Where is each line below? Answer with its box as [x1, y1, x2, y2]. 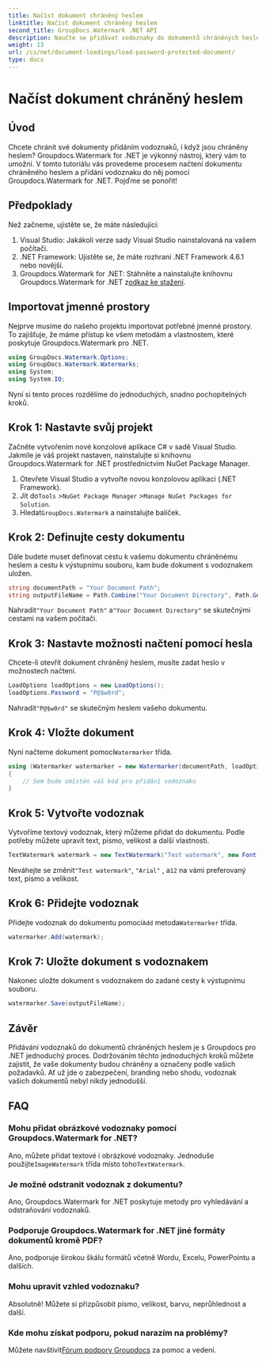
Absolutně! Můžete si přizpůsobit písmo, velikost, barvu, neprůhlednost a [8, 1299, 247, 1308]
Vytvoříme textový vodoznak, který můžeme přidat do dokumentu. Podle [8, 828, 245, 837]
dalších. [8, 1261, 34, 1271]
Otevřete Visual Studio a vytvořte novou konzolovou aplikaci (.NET [19, 474, 237, 484]
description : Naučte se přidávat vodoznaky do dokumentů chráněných [8, 33, 239, 42]
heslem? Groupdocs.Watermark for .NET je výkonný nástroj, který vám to [8, 150, 247, 160]
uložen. [8, 568, 32, 578]
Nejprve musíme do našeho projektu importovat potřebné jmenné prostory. [8, 321, 253, 331]
